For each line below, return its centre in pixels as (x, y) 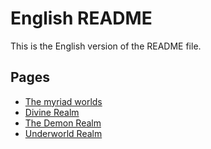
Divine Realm (52, 112)
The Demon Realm (63, 123)
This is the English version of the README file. (106, 46)
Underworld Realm (63, 133)
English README (81, 18)
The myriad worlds (63, 101)
